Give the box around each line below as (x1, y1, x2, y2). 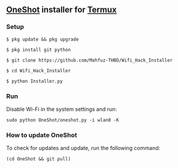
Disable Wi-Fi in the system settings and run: (6, 105, 117, 112)
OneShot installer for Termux (6, 5, 117, 15)
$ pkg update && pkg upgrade (6, 36, 79, 42)
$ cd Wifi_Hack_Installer (6, 68, 71, 74)
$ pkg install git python (6, 47, 71, 53)
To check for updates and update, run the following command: (6, 145, 161, 152)
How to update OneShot (6, 131, 77, 139)
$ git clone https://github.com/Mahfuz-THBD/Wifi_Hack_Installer (6, 57, 173, 63)
